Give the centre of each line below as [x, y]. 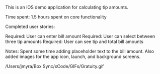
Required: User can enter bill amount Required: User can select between [80, 36]
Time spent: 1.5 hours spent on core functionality [56, 17]
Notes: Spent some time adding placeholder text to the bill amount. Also [80, 51]
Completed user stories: [30, 26]
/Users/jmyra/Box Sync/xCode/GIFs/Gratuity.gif [55, 66]
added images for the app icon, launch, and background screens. [73, 56]
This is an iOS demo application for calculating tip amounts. [67, 7]
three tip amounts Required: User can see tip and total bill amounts [74, 41]
